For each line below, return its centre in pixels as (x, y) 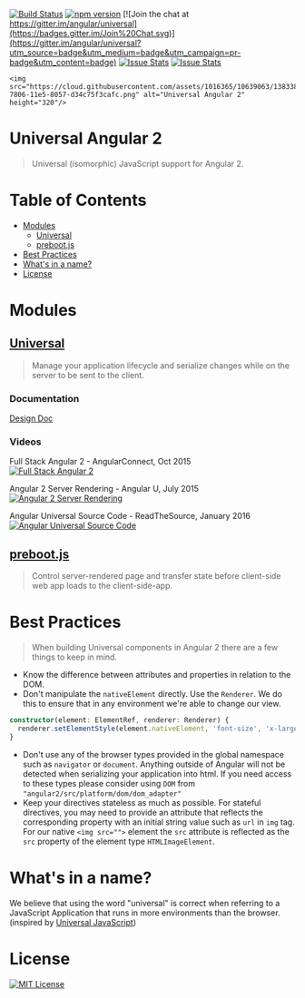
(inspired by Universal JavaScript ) (73, 922)
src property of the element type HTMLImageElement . (118, 841)
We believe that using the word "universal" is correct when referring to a (145, 903)
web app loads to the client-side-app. (102, 586)
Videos (25, 442)
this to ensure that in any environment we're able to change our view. (152, 704)
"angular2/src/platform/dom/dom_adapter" (102, 794)
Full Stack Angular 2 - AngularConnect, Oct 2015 (100, 462)
